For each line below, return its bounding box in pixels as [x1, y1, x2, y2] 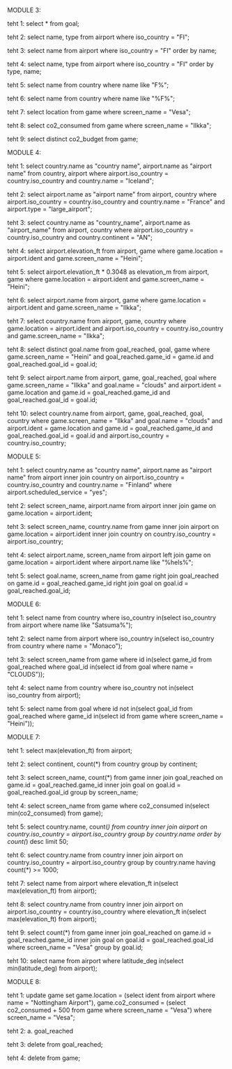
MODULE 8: [7, 978, 41, 985]
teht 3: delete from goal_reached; [7, 1040, 103, 1048]
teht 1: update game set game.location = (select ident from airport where [7, 991, 216, 999]
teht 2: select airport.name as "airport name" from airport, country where [7, 190, 217, 198]
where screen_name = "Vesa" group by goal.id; [7, 944, 144, 951]
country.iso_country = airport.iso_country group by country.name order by [7, 830, 222, 838]
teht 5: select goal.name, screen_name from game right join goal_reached [7, 571, 219, 580]
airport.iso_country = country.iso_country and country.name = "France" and [7, 198, 225, 206]
